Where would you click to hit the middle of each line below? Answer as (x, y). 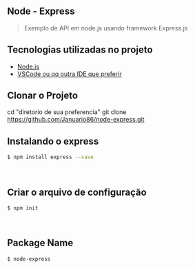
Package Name (40, 243)
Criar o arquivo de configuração (77, 192)
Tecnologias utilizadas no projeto (80, 50)
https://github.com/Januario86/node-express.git (76, 120)
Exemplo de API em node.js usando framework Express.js (106, 28)
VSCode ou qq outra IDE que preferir (69, 74)
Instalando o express (53, 141)
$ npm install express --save (51, 157)
